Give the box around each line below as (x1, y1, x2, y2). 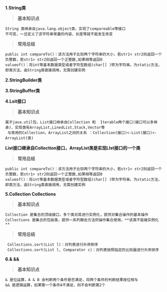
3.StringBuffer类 (5, 88, 40, 94)
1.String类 (5, 5, 26, 10)
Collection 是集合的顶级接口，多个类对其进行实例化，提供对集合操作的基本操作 (5, 212, 149, 217)
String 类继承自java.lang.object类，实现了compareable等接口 (5, 26, 126, 31)
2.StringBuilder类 (5, 77, 42, 83)
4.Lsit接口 (5, 98, 26, 104)
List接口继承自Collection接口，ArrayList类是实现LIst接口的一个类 (5, 145, 141, 151)
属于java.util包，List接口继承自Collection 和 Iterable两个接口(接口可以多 (5, 120, 154, 125)
